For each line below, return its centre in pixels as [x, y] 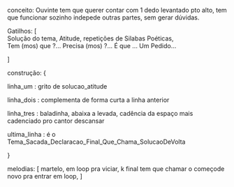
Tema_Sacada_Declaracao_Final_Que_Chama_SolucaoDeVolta [96, 142]
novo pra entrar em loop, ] [45, 176]
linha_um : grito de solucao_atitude [57, 86]
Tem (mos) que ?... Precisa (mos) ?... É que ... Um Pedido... [92, 46]
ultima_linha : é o [31, 134]
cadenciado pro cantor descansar [56, 121]
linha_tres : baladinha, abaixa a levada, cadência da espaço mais [100, 113]
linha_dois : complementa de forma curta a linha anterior [88, 100]
